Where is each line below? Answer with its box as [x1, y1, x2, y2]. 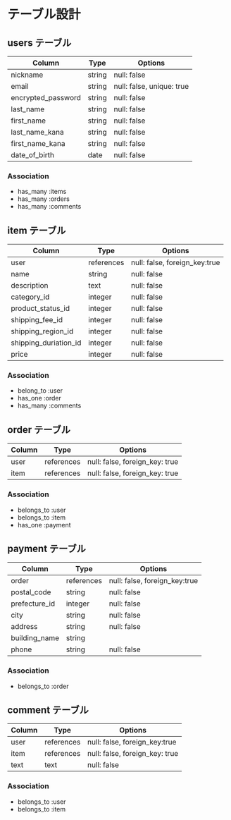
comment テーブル [7, 704, 89, 716]
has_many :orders [17, 195, 70, 203]
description [11, 281, 49, 290]
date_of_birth [11, 150, 55, 159]
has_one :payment [17, 520, 72, 529]
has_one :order [17, 394, 61, 403]
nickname [11, 70, 44, 80]
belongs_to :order [17, 682, 69, 690]
